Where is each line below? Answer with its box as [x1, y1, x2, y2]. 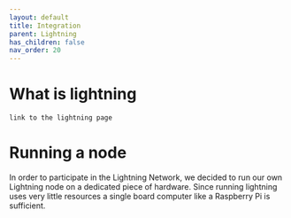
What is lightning [9, 84, 137, 105]
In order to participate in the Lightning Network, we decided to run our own [9, 172, 283, 183]
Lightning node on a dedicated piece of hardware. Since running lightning [9, 182, 278, 191]
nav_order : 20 [9, 46, 62, 55]
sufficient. [9, 200, 46, 211]
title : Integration [9, 21, 81, 30]
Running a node [9, 143, 126, 163]
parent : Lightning [9, 29, 77, 38]
